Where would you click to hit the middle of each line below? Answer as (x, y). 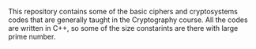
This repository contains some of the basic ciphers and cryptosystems (123, 11)
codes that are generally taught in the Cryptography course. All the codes (128, 20)
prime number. (32, 36)
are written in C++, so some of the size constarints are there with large (123, 28)
